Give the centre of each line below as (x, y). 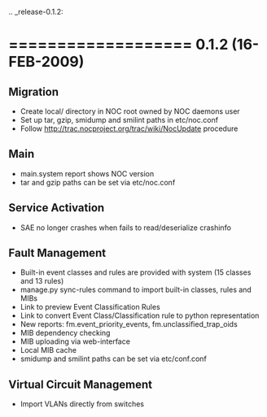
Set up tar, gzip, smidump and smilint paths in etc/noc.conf (119, 120)
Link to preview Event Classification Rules (90, 307)
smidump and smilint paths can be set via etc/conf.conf (114, 359)
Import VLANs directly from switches (82, 404)
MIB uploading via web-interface (75, 341)
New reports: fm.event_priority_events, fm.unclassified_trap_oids (129, 324)
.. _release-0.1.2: (36, 12)
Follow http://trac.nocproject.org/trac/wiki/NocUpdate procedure (129, 128)
